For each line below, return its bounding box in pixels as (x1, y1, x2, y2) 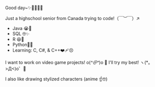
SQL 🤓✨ (12, 30, 30, 36)
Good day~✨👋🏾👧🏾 (5, 5, 43, 10)
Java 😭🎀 (12, 25, 32, 31)
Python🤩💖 (12, 41, 33, 47)
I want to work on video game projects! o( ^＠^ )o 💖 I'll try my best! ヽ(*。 (5, 59, 153, 65)
